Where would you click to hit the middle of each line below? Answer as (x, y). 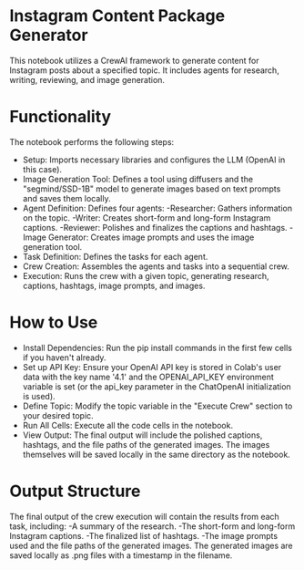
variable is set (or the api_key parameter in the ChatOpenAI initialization (157, 386)
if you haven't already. (64, 358)
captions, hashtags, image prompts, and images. (114, 285)
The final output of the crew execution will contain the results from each (144, 516)
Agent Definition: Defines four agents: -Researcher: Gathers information (157, 208)
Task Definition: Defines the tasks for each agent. (115, 256)
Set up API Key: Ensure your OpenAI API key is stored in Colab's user (152, 367)
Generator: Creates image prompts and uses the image (152, 237)
